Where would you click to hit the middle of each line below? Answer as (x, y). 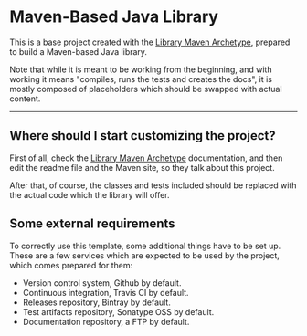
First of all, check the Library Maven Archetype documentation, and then (146, 158)
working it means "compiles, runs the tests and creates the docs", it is (141, 79)
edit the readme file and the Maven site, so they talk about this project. (143, 167)
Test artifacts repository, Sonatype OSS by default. (118, 311)
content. (25, 99)
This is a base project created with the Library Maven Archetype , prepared (150, 42)
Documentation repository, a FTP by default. (106, 321)
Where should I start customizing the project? (143, 136)
